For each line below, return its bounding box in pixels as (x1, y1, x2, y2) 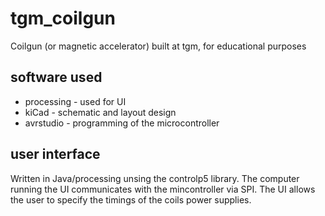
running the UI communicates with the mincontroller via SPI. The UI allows (10, 183, 316, 195)
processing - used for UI (24, 95, 127, 107)
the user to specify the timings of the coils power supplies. (10, 193, 252, 206)
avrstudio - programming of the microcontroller (24, 117, 220, 129)
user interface (10, 146, 101, 163)
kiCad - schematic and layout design (24, 106, 177, 118)
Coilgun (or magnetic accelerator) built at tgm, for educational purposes (10, 40, 307, 52)
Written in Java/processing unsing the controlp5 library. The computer (10, 172, 300, 184)
